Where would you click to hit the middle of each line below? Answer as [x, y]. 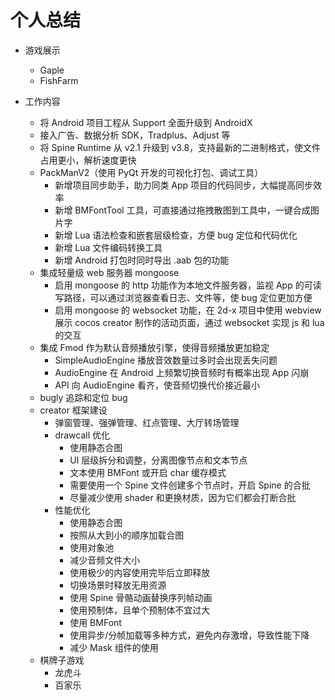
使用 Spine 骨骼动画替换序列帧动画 [141, 597]
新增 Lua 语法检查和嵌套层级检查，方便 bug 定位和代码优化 [176, 235]
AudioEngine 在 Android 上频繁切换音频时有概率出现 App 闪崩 [182, 372]
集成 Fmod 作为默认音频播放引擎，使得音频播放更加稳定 [154, 347]
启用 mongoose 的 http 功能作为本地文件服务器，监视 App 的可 [183, 285]
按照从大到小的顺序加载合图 [127, 535]
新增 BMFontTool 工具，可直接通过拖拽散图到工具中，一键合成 [182, 210]
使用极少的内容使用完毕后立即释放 [140, 572]
